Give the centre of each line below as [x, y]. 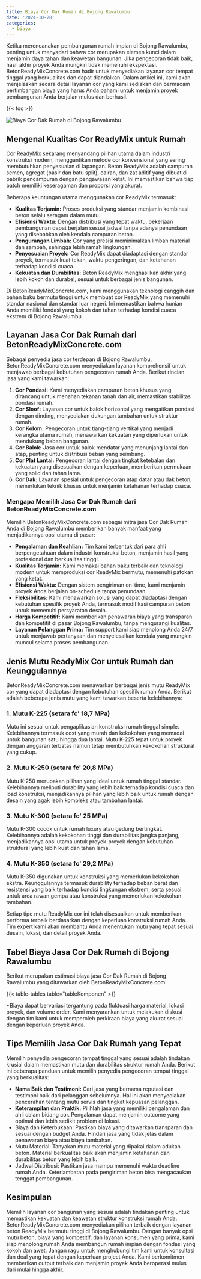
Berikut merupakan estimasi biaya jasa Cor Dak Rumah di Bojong [86, 976]
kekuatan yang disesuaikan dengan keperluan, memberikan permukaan [103, 466]
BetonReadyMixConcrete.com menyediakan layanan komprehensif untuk [96, 365]
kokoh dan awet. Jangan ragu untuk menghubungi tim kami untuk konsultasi [100, 1250]
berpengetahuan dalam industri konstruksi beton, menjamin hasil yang [102, 553]
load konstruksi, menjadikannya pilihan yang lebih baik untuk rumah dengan [100, 794]
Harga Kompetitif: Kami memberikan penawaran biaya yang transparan [103, 617]
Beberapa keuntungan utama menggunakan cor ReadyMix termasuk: [91, 197]
